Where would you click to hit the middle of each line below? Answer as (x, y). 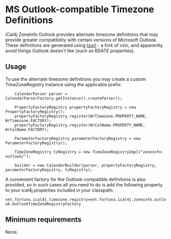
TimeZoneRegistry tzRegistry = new (52, 152)
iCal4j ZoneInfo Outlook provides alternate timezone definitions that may (82, 34)
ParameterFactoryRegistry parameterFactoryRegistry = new (78, 138)
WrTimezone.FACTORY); (28, 121)
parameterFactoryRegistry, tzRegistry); (49, 170)
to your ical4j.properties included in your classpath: (60, 190)
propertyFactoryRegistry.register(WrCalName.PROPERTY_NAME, (80, 125)
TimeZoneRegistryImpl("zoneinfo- (128, 152)
